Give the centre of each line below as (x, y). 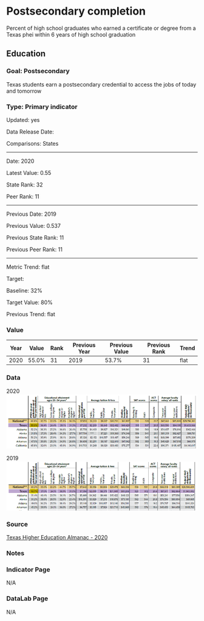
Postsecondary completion (76, 11)
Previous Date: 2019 (31, 214)
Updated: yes (23, 119)
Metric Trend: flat (28, 267)
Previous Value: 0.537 (33, 225)
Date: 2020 (20, 161)
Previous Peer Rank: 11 (34, 249)
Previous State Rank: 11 (35, 237)
